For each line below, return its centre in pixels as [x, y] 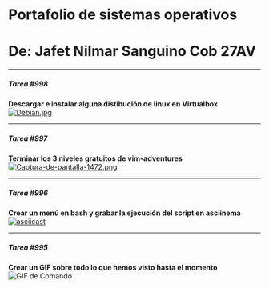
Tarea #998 [28, 84]
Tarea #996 [28, 193]
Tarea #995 [28, 247]
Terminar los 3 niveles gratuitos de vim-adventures [95, 158]
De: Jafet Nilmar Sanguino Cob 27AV [132, 52]
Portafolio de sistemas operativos [123, 15]
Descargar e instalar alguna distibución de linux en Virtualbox [113, 104]
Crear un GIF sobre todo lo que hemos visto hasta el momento [113, 267]
